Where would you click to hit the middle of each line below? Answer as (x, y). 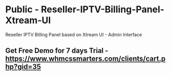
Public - (22, 9)
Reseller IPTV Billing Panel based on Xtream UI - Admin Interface (74, 34)
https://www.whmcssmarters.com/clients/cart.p (85, 59)
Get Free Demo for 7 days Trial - (57, 51)
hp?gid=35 (23, 67)
